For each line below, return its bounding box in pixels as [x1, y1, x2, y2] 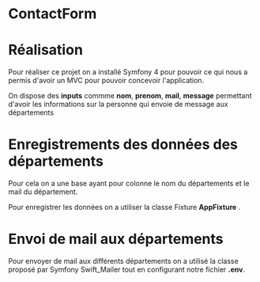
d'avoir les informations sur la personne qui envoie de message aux [8, 100, 228, 109]
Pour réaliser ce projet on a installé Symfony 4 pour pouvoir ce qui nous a [8, 67, 248, 77]
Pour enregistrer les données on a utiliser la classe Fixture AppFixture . [8, 203, 241, 212]
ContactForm [8, 5, 97, 23]
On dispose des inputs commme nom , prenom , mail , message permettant [8, 91, 252, 101]
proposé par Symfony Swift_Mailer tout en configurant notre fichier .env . [8, 265, 245, 274]
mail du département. [8, 187, 78, 196]
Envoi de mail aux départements [8, 231, 224, 248]
